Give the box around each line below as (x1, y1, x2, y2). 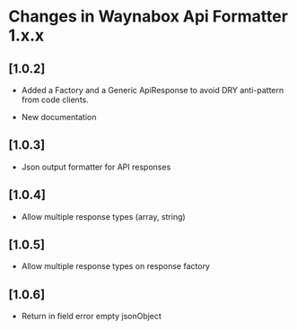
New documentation (21, 112, 97, 122)
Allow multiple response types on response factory (21, 261, 210, 272)
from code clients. (21, 94, 89, 105)
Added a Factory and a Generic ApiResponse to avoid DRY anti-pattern (21, 85, 284, 95)
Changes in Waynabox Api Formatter (8, 6, 289, 27)
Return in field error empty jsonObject (21, 311, 162, 322)
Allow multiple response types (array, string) (21, 211, 186, 221)
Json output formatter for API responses (21, 161, 171, 172)
